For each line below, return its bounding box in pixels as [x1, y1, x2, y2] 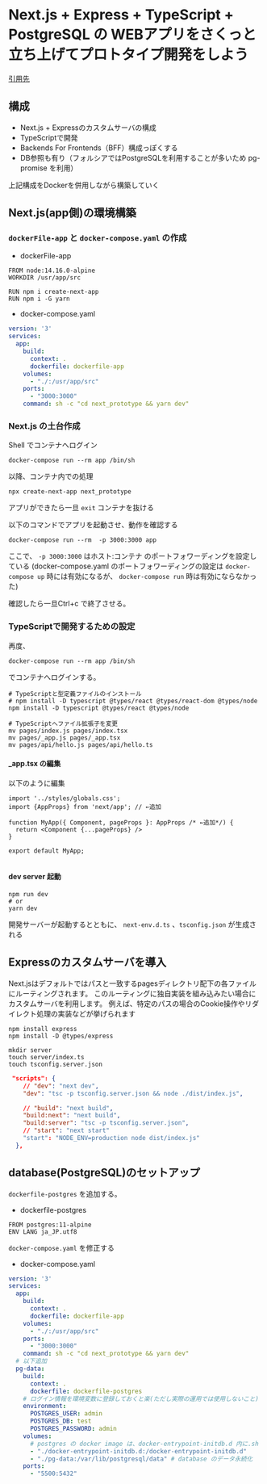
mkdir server [8, 1046, 52, 1054]
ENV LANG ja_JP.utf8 [8, 1227, 78, 1236]
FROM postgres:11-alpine [8, 1221, 92, 1229]
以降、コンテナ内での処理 [8, 472, 94, 481]
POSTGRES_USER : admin [29, 1410, 103, 1418]
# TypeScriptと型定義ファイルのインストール [8, 690, 143, 698]
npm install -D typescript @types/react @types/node [8, 704, 190, 712]
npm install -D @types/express [8, 1032, 114, 1040]
